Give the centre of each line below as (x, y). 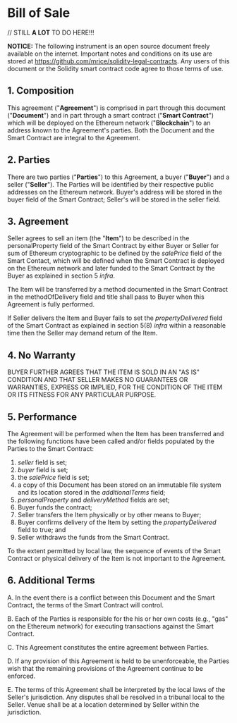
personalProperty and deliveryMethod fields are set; (94, 500)
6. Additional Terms (51, 580)
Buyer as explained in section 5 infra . (61, 276)
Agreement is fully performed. (51, 304)
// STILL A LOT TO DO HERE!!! (51, 32)
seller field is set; (42, 462)
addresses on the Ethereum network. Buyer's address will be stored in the (115, 192)
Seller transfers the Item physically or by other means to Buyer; (109, 515)
